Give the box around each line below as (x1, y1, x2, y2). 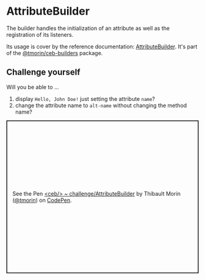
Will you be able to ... (6, 83, 59, 90)
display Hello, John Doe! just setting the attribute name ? (15, 95, 156, 102)
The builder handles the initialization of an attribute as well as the (6, 24, 170, 32)
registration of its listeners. (6, 31, 74, 38)
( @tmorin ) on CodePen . (12, 196, 72, 204)
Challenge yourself (6, 67, 81, 78)
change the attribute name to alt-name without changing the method (15, 101, 187, 109)
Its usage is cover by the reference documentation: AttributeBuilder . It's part (6, 43, 198, 50)
